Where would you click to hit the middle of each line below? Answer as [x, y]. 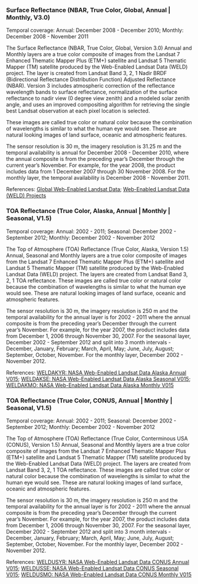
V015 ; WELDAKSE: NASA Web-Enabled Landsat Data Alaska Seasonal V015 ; [98, 379]
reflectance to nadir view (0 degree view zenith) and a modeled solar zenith [98, 98]
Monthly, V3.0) [28, 17]
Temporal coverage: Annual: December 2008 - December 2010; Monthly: [95, 30]
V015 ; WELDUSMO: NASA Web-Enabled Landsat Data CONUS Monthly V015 [99, 575]
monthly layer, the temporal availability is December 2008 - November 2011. [98, 178]
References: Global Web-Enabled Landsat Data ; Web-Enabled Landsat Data [98, 189]
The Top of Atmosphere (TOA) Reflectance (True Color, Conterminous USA [97, 438]
